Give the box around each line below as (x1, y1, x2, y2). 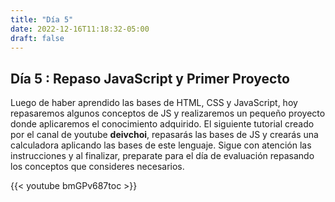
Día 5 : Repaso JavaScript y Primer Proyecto (10, 70, 290, 87)
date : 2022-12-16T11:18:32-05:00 (10, 24, 150, 34)
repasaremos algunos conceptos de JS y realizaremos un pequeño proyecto (10, 107, 326, 120)
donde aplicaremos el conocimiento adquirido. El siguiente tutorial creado (10, 118, 315, 130)
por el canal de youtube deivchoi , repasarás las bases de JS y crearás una (10, 129, 319, 141)
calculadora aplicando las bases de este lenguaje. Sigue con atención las (10, 139, 312, 151)
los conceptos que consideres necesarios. (10, 161, 185, 173)
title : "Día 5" (10, 14, 74, 25)
